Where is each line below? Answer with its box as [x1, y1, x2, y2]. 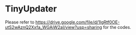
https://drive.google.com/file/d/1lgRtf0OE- [35, 19, 120, 25]
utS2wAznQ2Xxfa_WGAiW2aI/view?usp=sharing [5, 24, 102, 30]
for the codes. [102, 24, 131, 30]
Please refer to [5, 19, 35, 25]
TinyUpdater [5, 3, 57, 14]
